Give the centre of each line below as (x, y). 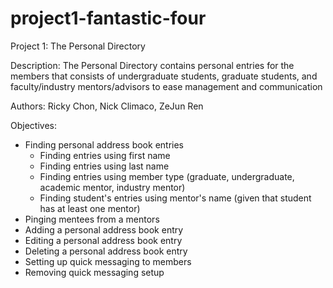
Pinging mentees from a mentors (92, 219)
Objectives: (33, 125)
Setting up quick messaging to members (108, 261)
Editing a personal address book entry (103, 240)
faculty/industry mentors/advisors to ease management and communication (166, 86)
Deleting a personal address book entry (106, 251)
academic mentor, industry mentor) (112, 187)
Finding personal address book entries (104, 144)
